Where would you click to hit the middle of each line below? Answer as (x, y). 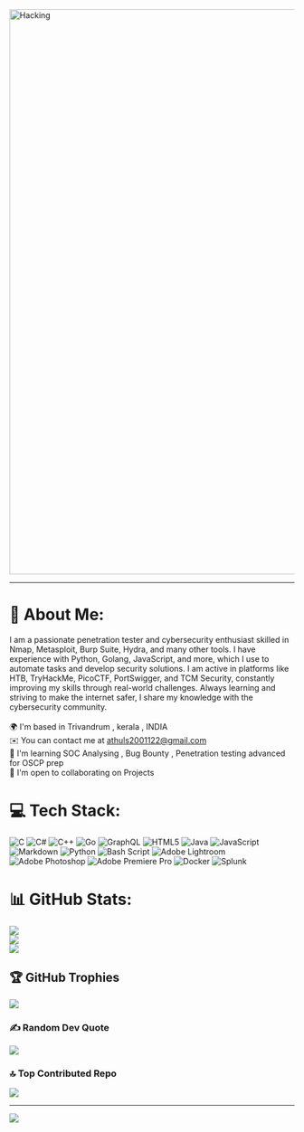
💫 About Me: (57, 615)
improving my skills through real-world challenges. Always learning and (142, 687)
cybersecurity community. (58, 707)
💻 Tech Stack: (65, 811)
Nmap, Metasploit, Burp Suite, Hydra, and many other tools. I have (133, 649)
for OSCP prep (37, 762)
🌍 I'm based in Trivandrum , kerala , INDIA (89, 726)
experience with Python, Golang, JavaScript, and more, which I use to (139, 658)
